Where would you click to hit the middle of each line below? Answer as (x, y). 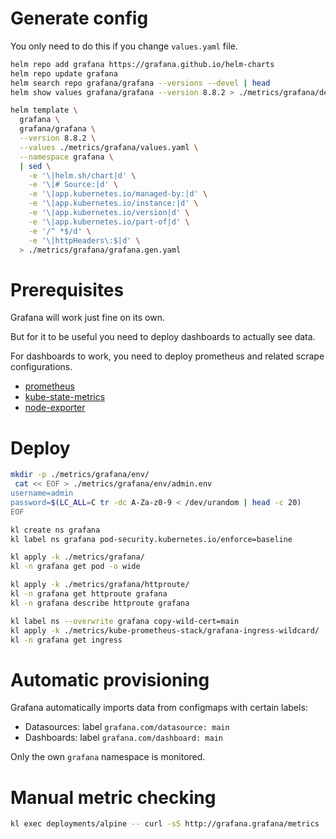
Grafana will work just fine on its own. (87, 318)
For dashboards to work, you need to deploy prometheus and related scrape (167, 356)
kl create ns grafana (55, 530)
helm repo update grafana (64, 73)
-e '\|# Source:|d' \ (73, 185)
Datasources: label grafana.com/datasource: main (127, 727)
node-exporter (55, 408)
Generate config (79, 18)
